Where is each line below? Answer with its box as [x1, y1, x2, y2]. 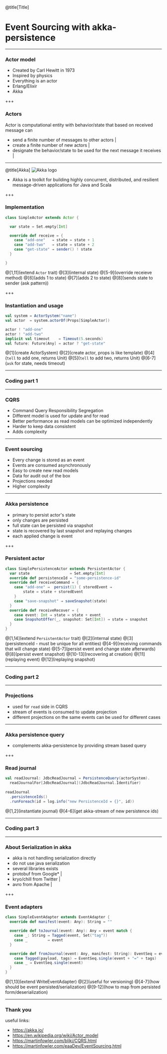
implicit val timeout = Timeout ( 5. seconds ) [5, 336, 103, 341]
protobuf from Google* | [12, 871, 62, 877]
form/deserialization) [5, 989, 48, 995]
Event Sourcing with [5, 22, 90, 33]
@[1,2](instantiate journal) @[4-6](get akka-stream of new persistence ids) [5, 808, 159, 814]
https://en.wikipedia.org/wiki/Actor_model [12, 1033, 98, 1039]
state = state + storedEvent [23, 589, 83, 595]
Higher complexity [12, 483, 51, 489]
